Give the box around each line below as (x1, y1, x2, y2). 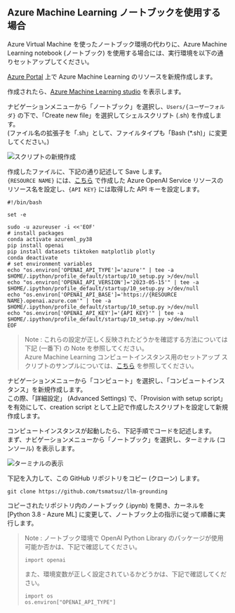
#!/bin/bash (7, 199, 42, 206)
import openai (24, 556, 66, 564)
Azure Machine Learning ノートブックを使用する (7, 6, 221, 19)
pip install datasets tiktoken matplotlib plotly (7, 248, 156, 255)
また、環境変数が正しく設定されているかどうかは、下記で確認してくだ (24, 569, 227, 578)
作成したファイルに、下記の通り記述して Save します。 (7, 167, 166, 176)
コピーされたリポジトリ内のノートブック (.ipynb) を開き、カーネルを (7, 501, 205, 510)
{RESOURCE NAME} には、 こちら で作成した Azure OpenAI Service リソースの (7, 176, 224, 184)
